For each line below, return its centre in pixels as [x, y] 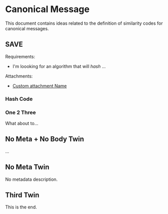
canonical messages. [27, 28]
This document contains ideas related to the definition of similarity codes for [84, 23]
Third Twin [22, 195]
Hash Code [19, 99]
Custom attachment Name [40, 86]
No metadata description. [31, 179]
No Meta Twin [27, 167]
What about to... [22, 123]
